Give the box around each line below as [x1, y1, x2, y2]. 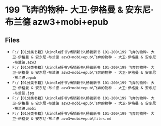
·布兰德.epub [12, 75, 36, 80]
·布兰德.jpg [12, 91, 34, 96]
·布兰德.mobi [12, 106, 36, 111]
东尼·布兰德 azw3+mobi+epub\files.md [38, 116, 112, 121]
